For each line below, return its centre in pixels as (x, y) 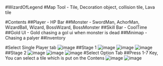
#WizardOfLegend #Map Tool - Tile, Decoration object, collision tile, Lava (80, 7)
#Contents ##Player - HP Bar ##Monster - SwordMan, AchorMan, (72, 22)
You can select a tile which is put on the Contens (55, 58)
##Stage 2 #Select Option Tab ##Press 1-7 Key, (82, 53)
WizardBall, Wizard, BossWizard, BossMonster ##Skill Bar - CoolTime (76, 27)
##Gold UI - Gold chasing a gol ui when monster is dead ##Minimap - (76, 33)
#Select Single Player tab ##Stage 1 (51, 47)
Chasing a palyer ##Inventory (35, 38)
